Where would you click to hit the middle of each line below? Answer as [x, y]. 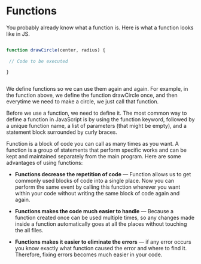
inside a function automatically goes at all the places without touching [101, 224]
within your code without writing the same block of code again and [97, 194]
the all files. [29, 231]
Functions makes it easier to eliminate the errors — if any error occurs [103, 242]
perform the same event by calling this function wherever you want [98, 187]
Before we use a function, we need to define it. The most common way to [97, 113]
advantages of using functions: [45, 163]
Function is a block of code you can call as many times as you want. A [93, 144]
